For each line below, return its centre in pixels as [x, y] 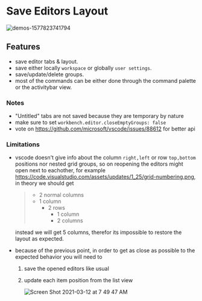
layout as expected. [39, 239]
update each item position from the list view [78, 280]
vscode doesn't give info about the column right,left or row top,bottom [105, 158]
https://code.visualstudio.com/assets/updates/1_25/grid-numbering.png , [105, 177]
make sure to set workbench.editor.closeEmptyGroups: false [90, 123]
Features [23, 47]
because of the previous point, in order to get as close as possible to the [105, 251]
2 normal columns [62, 195]
